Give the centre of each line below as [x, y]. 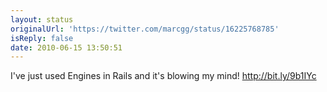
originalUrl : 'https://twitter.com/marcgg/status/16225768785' [145, 29]
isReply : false [42, 38]
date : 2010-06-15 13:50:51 [66, 47]
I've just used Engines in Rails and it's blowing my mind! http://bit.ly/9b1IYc [163, 76]
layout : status [42, 19]
